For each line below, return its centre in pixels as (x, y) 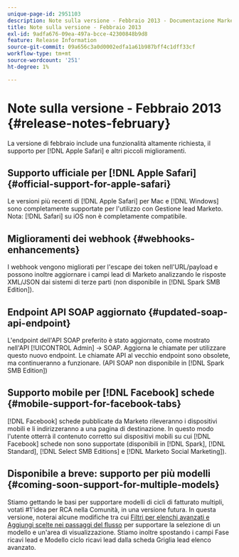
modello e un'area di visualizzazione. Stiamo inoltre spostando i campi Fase (118, 532)
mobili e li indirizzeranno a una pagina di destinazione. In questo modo (111, 428)
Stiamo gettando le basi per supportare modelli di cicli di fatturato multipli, (116, 502)
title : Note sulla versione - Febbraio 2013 (74, 27)
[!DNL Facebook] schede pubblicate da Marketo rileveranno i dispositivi (112, 421)
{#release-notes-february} (89, 123)
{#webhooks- (164, 239)
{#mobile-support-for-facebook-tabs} (94, 404)
